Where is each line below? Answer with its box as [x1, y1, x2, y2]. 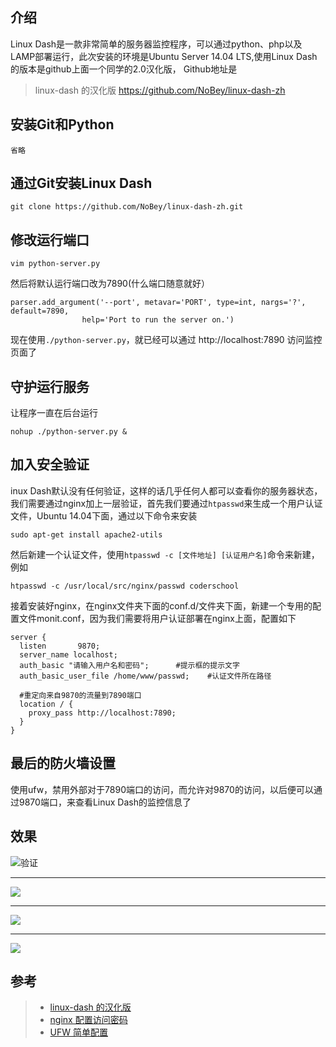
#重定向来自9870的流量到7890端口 [19, 690, 142, 700]
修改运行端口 [10, 231, 90, 248]
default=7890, [10, 306, 70, 317]
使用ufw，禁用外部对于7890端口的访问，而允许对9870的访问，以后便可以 [10, 783, 314, 795]
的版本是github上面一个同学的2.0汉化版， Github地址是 [10, 63, 238, 75]
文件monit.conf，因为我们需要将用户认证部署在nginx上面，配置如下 [18, 612, 297, 624]
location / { [19, 699, 74, 709]
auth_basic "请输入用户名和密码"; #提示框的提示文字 [19, 660, 240, 670]
